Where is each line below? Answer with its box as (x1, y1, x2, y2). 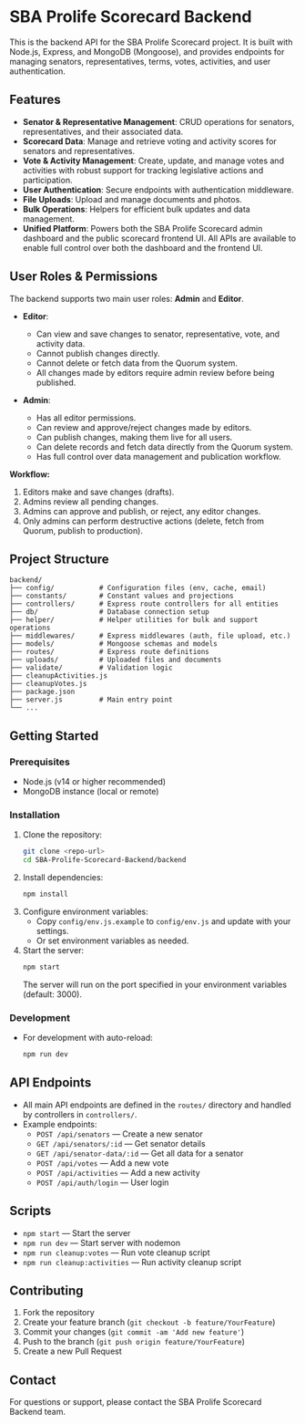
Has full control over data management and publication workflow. (36, 451, 281, 462)
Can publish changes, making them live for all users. (36, 431, 233, 442)
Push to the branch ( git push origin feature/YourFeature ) (22, 1336, 246, 1347)
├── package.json (9, 687, 76, 697)
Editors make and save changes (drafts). (22, 486, 175, 497)
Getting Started (9, 728, 99, 743)
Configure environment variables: (22, 906, 148, 917)
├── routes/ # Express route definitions (9, 648, 209, 657)
